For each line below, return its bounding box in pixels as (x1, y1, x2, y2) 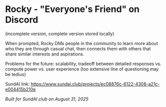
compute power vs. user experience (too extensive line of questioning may (5, 66, 159, 72)
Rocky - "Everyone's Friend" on (5, 3, 140, 15)
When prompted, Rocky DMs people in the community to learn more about (5, 40, 158, 46)
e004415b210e (5, 86, 36, 92)
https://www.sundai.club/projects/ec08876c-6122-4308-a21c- (30, 81, 160, 87)
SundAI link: (5, 81, 30, 87)
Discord (5, 14, 38, 25)
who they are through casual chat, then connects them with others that (5, 45, 151, 51)
